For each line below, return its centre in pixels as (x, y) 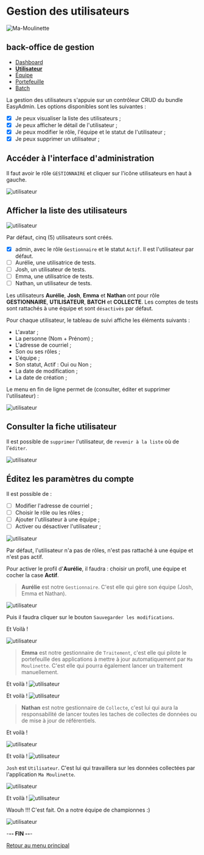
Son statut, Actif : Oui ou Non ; (53, 364)
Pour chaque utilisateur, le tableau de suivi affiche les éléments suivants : (98, 320)
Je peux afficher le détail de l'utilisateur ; (66, 125)
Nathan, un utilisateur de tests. (54, 283)
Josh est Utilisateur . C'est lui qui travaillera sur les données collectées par (101, 768)
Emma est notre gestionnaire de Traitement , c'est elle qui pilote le (104, 652)
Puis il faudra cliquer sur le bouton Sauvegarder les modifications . (90, 617)
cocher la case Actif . (33, 575)
